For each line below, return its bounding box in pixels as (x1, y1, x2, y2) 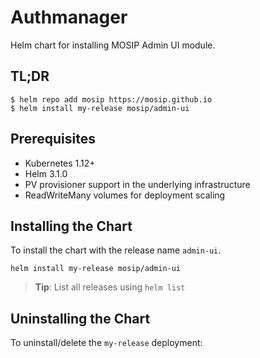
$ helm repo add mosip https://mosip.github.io (10, 94, 213, 105)
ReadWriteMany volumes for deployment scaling (24, 189, 226, 201)
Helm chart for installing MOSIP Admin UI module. (10, 39, 216, 51)
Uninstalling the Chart (10, 310, 151, 327)
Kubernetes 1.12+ (24, 157, 96, 169)
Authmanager (10, 6, 128, 29)
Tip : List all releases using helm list (34, 281, 186, 293)
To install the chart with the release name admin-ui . (10, 244, 222, 256)
